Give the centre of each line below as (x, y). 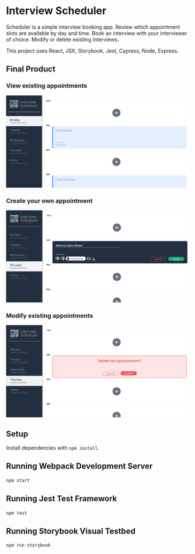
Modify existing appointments (50, 315)
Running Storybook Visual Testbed (71, 531)
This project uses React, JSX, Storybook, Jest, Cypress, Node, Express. (93, 50)
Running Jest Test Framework (62, 499)
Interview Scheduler (56, 11)
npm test (17, 513)
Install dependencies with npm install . (53, 448)
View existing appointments (47, 86)
